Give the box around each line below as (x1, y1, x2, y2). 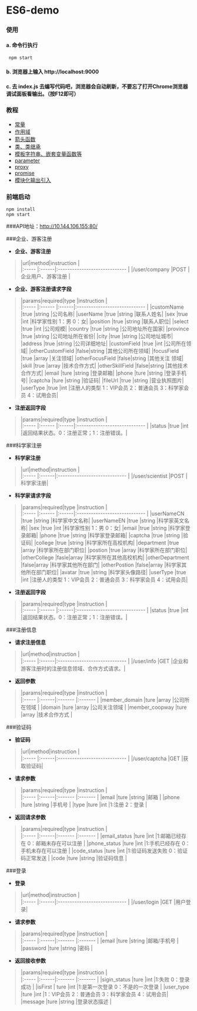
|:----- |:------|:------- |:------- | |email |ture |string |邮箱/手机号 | (20, 937, 179, 944)
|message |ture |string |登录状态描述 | (20, 998, 112, 1005)
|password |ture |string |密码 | (20, 945, 93, 952)
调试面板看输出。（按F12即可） (6, 90, 79, 97)
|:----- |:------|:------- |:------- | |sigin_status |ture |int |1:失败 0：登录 (20, 976, 190, 983)
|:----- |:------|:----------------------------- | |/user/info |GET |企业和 (20, 657, 189, 665)
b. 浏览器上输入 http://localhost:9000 (6, 68, 99, 75)
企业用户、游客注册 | (20, 273, 71, 280)
